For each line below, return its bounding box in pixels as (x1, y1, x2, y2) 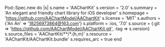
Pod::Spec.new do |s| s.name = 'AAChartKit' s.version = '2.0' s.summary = (4, 5, 158, 10)
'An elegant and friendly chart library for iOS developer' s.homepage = (4, 10, 149, 16)
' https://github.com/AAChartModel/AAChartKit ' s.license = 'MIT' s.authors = (4, 15, 161, 21)
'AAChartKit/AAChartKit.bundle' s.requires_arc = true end (4, 36, 122, 42)
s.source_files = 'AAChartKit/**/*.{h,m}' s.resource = (4, 31, 112, 37)
